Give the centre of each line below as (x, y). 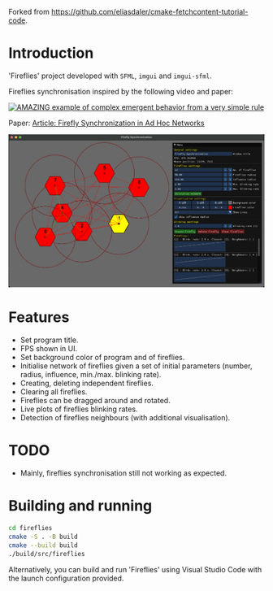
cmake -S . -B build (43, 537)
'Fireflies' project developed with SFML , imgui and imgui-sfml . (110, 76)
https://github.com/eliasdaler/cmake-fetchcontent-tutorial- (150, 12)
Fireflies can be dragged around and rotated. (95, 400)
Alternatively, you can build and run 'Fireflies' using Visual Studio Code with (135, 569)
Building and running (80, 505)
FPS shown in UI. (49, 348)
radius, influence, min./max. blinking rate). (91, 374)
